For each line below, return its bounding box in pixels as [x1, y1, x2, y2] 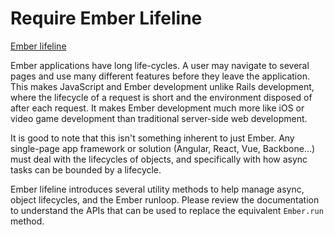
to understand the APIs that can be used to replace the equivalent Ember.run [10, 204, 324, 216]
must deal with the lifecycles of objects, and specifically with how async [10, 153, 308, 165]
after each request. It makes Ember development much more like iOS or [10, 102, 305, 114]
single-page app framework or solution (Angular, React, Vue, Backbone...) [10, 142, 316, 154]
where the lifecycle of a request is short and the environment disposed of [10, 91, 313, 103]
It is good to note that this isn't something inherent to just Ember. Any [10, 132, 295, 144]
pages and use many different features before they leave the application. [10, 70, 310, 82]
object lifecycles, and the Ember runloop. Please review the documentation [10, 193, 320, 206]
